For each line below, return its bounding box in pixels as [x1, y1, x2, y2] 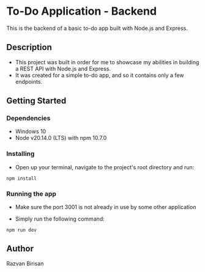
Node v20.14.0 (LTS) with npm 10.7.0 [15, 134, 107, 142]
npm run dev [6, 227, 37, 233]
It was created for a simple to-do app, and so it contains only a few [15, 72, 184, 79]
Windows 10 [15, 128, 47, 135]
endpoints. [15, 78, 43, 85]
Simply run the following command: [15, 215, 105, 222]
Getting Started [6, 96, 67, 106]
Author [6, 243, 34, 254]
